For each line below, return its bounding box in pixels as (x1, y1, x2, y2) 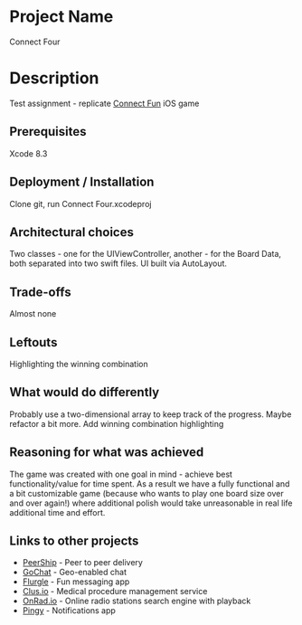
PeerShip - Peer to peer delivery (22, 557, 143, 568)
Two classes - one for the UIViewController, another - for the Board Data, (9, 249, 282, 260)
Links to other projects (9, 533, 139, 548)
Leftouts (9, 335, 58, 350)
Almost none (9, 308, 57, 319)
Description (9, 68, 99, 89)
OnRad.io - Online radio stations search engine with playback (22, 595, 251, 607)
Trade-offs (9, 284, 71, 299)
